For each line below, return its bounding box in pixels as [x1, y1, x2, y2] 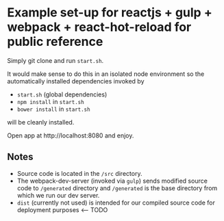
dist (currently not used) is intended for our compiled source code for [16, 198, 216, 207]
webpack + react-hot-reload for [7, 19, 192, 35]
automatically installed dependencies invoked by [7, 77, 145, 85]
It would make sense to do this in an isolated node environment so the [7, 70, 205, 78]
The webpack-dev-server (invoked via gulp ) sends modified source [16, 177, 208, 185]
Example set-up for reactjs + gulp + [7, 5, 212, 21]
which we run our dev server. [16, 191, 100, 199]
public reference [7, 34, 103, 49]
